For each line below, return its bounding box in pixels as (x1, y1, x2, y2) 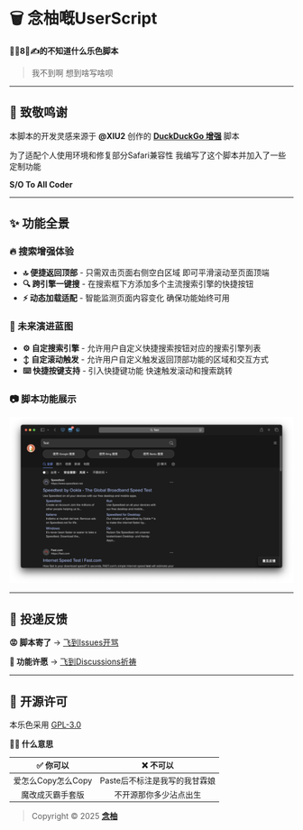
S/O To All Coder (9, 179, 74, 189)
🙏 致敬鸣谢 (9, 105, 68, 120)
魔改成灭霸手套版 (21, 788, 85, 799)
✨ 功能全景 (9, 216, 70, 231)
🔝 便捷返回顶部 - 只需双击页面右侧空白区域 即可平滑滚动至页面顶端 (22, 267, 270, 278)
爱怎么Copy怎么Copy (13, 775, 93, 786)
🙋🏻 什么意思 (9, 738, 54, 749)
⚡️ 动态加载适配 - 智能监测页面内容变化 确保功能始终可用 (22, 292, 230, 303)
